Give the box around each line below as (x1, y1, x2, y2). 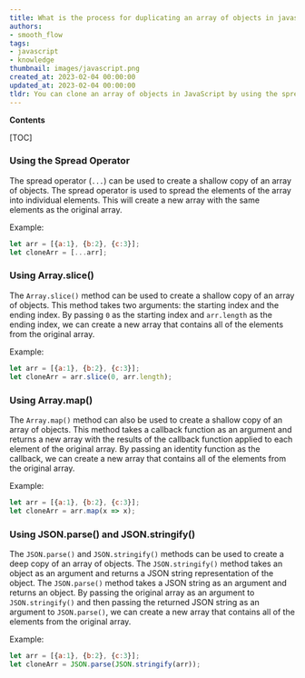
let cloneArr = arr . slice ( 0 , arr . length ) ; (9, 372, 172, 382)
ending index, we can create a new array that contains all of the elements (9, 319, 284, 330)
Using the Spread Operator (9, 155, 130, 167)
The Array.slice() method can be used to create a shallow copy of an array (9, 290, 295, 301)
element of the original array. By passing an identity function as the (9, 443, 261, 454)
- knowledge (9, 55, 54, 65)
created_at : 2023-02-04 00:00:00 (9, 73, 136, 82)
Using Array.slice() (9, 269, 95, 282)
